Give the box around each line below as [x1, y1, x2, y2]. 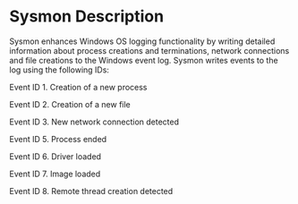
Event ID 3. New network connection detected [9, 116, 180, 127]
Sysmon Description [9, 6, 164, 27]
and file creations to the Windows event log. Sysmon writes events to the [9, 55, 279, 65]
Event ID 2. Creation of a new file [9, 98, 132, 109]
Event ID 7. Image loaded [9, 168, 101, 179]
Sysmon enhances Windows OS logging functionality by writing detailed [9, 36, 276, 47]
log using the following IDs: [9, 64, 110, 75]
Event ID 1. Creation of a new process [9, 81, 148, 92]
